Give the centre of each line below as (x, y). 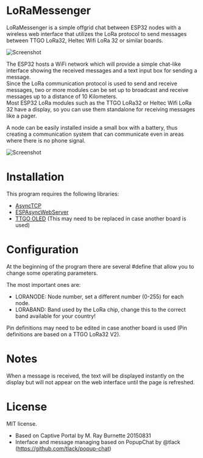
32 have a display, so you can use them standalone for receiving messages (101, 109)
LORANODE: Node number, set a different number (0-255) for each (99, 297)
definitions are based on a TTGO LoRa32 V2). (63, 334)
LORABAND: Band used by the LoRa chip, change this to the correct (100, 309)
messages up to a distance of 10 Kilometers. (62, 96)
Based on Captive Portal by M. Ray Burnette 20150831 (83, 435)
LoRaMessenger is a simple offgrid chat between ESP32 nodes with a (94, 27)
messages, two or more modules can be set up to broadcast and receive (98, 90)
